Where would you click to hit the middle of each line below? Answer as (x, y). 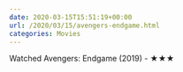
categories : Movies (45, 33)
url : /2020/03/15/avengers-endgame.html (85, 25)
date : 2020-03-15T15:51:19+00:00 (71, 17)
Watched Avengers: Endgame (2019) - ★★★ (92, 59)
